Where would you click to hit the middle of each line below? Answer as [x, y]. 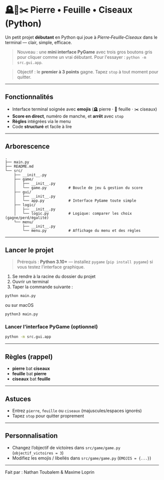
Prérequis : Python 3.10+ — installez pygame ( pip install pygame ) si [85, 262]
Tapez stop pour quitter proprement [48, 416]
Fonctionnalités [29, 97]
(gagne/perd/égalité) [27, 218]
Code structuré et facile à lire [42, 126]
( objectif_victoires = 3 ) [38, 453]
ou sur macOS [20, 305]
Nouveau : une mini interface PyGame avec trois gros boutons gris [85, 52]
